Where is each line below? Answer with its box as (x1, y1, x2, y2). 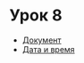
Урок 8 (9, 5, 63, 26)
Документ (21, 35, 62, 45)
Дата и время (21, 43, 75, 54)
